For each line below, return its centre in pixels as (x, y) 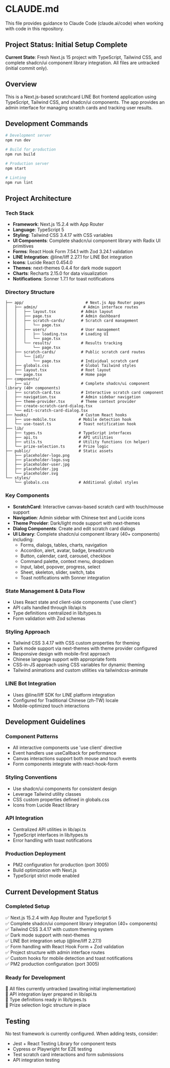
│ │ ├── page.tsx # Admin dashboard (63, 316)
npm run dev (18, 140)
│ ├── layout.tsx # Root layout (58, 370)
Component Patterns (32, 736)
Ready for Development (35, 978)
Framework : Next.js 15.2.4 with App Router (58, 224)
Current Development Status (52, 892)
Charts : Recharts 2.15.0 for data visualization (60, 273)
